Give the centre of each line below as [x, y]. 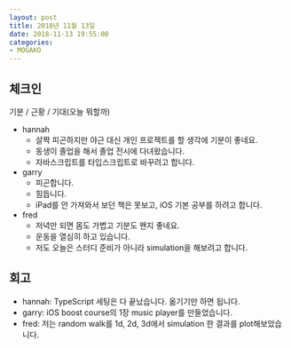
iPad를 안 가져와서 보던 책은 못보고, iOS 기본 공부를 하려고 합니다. [149, 204]
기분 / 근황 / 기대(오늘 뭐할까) [60, 111]
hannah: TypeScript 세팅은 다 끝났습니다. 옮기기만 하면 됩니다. [131, 301]
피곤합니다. [55, 182]
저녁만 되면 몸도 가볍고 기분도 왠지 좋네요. [107, 225]
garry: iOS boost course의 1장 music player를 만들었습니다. [127, 312]
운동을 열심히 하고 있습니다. [83, 236]
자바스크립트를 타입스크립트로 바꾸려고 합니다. [115, 162]
